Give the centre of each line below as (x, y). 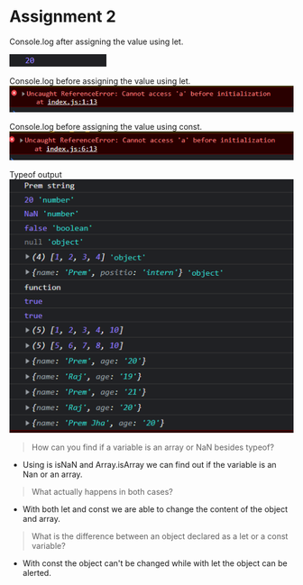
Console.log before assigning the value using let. (100, 81)
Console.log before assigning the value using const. (106, 127)
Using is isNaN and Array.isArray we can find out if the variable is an (149, 464)
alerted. (37, 572)
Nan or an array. (52, 474)
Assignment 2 (63, 17)
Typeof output (36, 174)
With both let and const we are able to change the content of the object (155, 509)
